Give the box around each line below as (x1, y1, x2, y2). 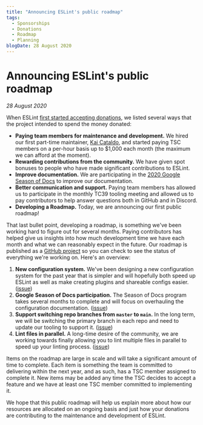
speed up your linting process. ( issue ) (15, 343, 110, 350)
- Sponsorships (12, 20, 50, 26)
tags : (6, 15, 20, 21)
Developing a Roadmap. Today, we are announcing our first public (15, 203, 182, 210)
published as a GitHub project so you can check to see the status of (6, 247, 176, 254)
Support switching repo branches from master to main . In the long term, (15, 311, 196, 318)
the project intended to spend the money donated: (6, 120, 132, 128)
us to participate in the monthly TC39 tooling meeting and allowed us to (15, 190, 194, 198)
